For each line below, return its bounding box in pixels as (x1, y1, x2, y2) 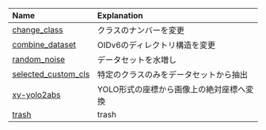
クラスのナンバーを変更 (97, 25, 184, 35)
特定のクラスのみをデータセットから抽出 (97, 69, 248, 80)
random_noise (12, 54, 66, 65)
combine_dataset (12, 39, 77, 50)
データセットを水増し (97, 54, 177, 65)
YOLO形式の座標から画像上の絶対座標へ (97, 84, 246, 95)
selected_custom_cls (12, 69, 90, 80)
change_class (12, 24, 63, 35)
